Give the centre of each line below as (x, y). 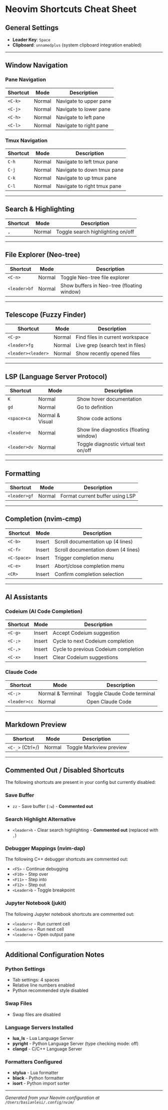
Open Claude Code (109, 701)
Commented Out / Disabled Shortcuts (65, 771)
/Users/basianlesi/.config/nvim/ (40, 1102)
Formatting (23, 473)
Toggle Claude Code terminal (121, 693)
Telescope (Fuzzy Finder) (46, 315)
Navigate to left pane (80, 117)
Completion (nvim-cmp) (43, 519)
